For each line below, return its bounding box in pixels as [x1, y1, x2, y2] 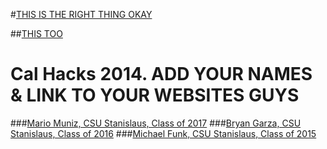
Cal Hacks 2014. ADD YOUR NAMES [10, 63, 313, 86]
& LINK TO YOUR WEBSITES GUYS [10, 84, 300, 107]
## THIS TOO [10, 28, 63, 39]
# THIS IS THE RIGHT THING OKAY [10, 9, 153, 20]
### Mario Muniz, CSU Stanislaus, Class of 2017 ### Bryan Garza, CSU [10, 117, 302, 129]
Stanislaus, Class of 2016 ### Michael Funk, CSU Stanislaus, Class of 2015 [10, 127, 317, 139]
